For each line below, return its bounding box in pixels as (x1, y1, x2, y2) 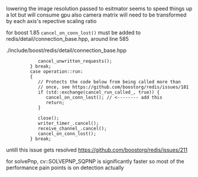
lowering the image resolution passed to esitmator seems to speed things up (6, 5, 193, 12)
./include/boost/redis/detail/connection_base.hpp (6, 47, 127, 54)
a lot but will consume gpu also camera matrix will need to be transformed (6, 11, 187, 18)
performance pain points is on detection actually (6, 164, 124, 171)
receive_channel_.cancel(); (37, 125, 108, 131)
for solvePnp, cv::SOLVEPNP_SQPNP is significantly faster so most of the (6, 158, 184, 165)
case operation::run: (30, 69, 83, 75)
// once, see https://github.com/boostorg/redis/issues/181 (37, 84, 189, 90)
